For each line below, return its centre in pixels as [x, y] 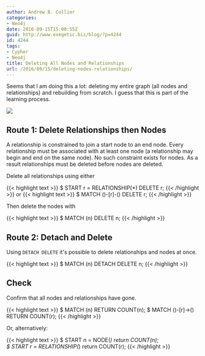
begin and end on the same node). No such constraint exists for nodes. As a [102, 158]
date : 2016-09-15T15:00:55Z [42, 29]
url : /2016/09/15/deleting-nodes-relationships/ [69, 69]
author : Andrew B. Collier [41, 12]
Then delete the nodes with [41, 206]
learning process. [28, 99]
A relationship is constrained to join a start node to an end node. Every [95, 145]
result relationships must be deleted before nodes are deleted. [85, 164]
